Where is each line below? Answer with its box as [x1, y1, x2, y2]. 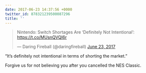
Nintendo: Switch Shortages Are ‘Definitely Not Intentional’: [16, 29, 135, 35]
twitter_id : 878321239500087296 [5, 12, 70, 16]
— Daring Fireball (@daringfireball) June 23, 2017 [16, 44, 116, 50]
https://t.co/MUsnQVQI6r [16, 34, 67, 40]
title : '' [5, 16, 25, 21]
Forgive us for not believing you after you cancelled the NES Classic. [5, 62, 142, 68]
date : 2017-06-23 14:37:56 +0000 [5, 7, 73, 12]
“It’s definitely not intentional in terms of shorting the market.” [5, 53, 128, 59]
